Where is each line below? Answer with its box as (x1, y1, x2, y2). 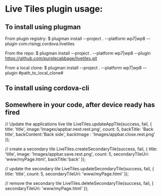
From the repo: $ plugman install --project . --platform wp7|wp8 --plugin (5, 50, 151, 56)
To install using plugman (5, 23, 81, 31)
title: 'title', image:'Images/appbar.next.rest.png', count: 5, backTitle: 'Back (5, 126, 154, 132)
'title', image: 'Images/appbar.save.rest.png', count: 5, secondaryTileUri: (5, 151, 149, 157)
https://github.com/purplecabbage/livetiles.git (5, 55, 97, 61)
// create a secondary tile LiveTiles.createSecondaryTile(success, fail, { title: (5, 146, 158, 152)
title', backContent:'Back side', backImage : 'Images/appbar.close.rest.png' (5, 131, 155, 137)
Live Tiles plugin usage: (5, 3, 103, 15)
